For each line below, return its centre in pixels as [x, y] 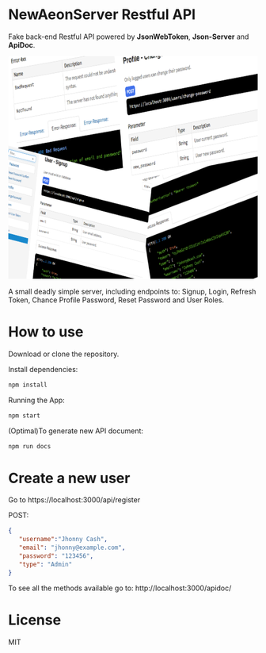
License [35, 620]
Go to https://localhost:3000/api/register [74, 500]
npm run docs [30, 446]
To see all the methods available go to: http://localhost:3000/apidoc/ [120, 588]
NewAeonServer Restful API [102, 15]
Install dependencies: [43, 369]
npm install [28, 385]
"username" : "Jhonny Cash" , [63, 540]
